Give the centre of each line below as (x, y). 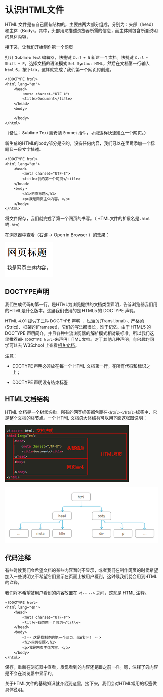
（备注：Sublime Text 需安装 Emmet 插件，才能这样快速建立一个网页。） (77, 132)
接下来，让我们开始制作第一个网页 (39, 47)
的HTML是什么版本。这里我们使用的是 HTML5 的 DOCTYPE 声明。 (72, 310)
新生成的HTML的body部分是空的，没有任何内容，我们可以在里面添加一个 (78, 143)
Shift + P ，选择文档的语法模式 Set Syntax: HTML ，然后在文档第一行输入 (77, 63)
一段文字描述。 (28, 149)
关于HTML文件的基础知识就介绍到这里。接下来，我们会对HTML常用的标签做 (81, 684)
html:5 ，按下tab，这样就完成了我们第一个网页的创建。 (59, 69)
